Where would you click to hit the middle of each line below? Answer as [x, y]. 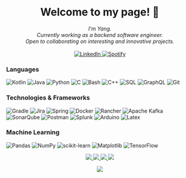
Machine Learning [33, 132]
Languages [23, 69]
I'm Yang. [100, 29]
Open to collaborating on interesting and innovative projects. [100, 41]
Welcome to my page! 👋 [100, 12]
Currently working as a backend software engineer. [100, 35]
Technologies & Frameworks [48, 98]
